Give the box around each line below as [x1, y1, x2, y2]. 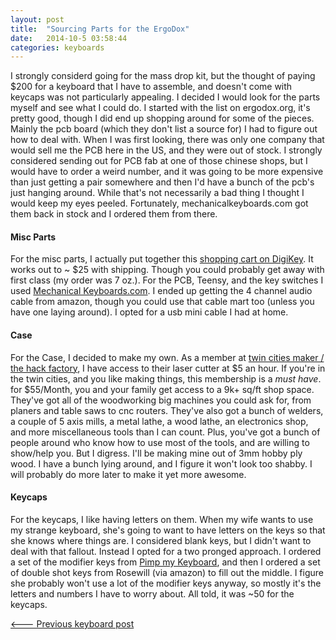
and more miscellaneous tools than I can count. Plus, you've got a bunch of [10, 426, 321, 438]
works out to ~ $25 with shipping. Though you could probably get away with [10, 264, 325, 276]
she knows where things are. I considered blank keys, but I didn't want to [10, 534, 312, 546]
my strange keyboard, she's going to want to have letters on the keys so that [10, 524, 326, 536]
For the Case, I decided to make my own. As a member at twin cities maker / [10, 351, 325, 363]
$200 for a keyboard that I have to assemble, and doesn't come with [10, 81, 293, 93]
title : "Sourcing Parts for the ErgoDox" [10, 24, 190, 34]
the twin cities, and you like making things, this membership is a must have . [10, 372, 322, 385]
